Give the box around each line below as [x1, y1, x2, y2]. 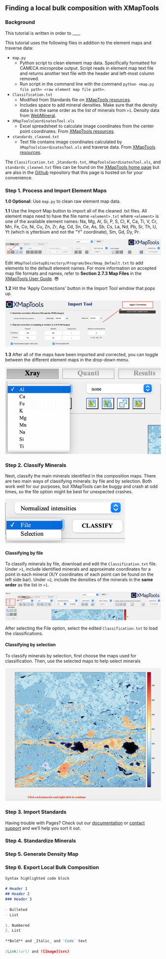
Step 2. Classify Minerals [5, 462, 67, 469]
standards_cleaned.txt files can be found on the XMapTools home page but [5, 164, 160, 170]
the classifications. [5, 630, 43, 636]
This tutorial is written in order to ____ [5, 30, 81, 36]
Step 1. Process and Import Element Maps [5, 187, 107, 194]
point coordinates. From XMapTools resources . [19, 128, 115, 134]
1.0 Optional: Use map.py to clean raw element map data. [5, 198, 121, 204]
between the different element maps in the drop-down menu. [5, 357, 129, 363]
